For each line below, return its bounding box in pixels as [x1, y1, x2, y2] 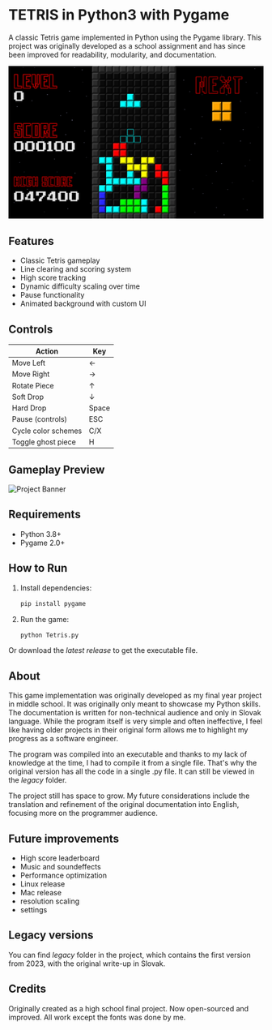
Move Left [11, 358, 46, 368]
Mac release [19, 888, 62, 898]
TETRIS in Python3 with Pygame [8, 6, 230, 24]
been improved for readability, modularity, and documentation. [8, 49, 217, 59]
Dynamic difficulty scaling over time [19, 281, 140, 291]
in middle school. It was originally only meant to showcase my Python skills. [8, 699, 261, 709]
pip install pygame [19, 599, 87, 607]
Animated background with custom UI [19, 298, 147, 309]
